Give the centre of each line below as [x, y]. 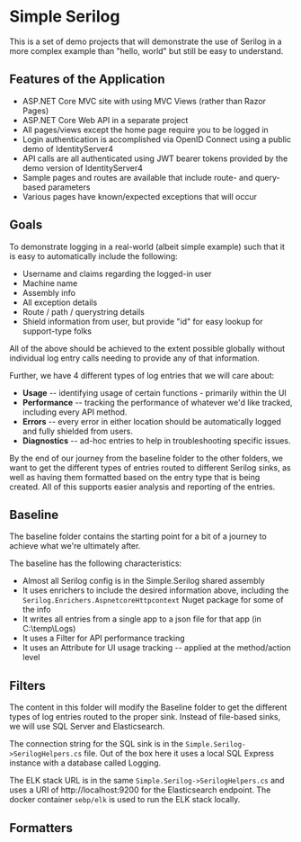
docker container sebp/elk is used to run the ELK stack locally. [125, 800]
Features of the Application [87, 80]
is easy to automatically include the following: [93, 256]
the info [36, 610]
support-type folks [57, 331]
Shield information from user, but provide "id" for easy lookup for [142, 321]
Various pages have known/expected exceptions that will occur [140, 196]
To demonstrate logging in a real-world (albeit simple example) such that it [147, 246]
